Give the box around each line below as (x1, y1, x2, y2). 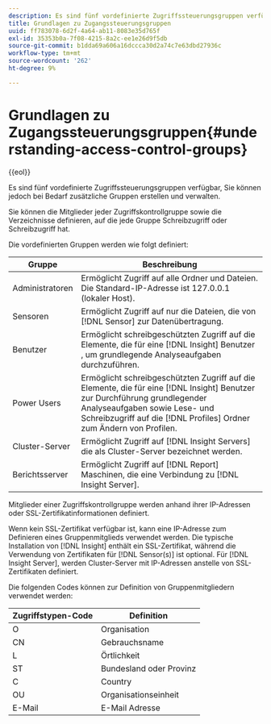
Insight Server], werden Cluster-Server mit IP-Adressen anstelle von (8, 558, 234, 568)
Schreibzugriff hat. (8, 223, 71, 234)
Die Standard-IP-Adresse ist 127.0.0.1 (80, 282, 230, 293)
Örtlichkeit (100, 650, 140, 661)
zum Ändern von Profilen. (80, 422, 177, 434)
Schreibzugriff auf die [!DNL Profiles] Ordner (80, 412, 250, 423)
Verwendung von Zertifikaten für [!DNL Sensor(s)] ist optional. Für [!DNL (8, 549, 248, 559)
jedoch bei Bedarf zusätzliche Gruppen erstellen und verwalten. (8, 191, 221, 201)
